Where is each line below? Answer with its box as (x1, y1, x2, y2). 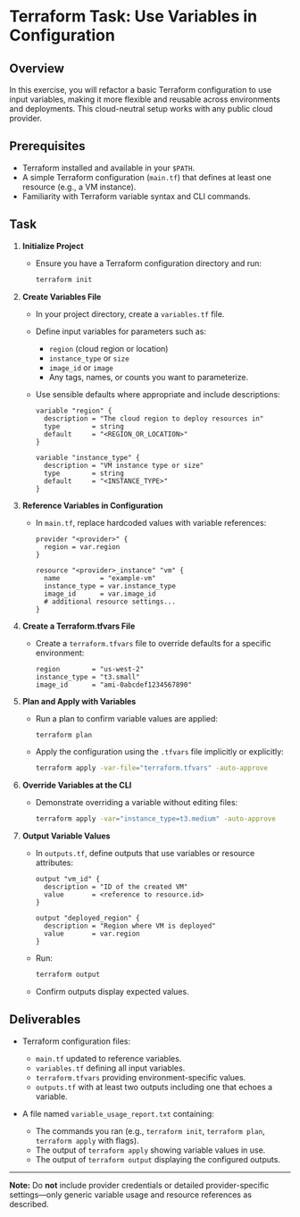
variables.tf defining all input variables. (35, 1063, 186, 1073)
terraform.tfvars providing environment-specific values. (35, 1071, 246, 1082)
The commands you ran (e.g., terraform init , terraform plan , (35, 1125, 265, 1136)
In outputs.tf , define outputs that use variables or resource (35, 848, 255, 859)
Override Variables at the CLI (21, 779, 132, 791)
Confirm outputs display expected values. (35, 987, 189, 996)
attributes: (35, 857, 74, 868)
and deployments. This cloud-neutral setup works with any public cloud (9, 104, 273, 113)
